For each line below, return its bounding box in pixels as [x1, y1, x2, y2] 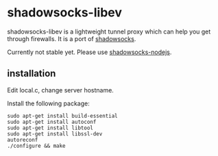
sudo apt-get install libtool [7, 125, 94, 131]
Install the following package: [7, 99, 90, 107]
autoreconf [7, 136, 38, 143]
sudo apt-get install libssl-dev [7, 130, 103, 138]
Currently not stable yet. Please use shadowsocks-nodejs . [7, 48, 172, 56]
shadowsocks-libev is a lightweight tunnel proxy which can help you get [7, 27, 211, 36]
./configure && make [7, 142, 66, 149]
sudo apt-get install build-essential [7, 112, 118, 119]
